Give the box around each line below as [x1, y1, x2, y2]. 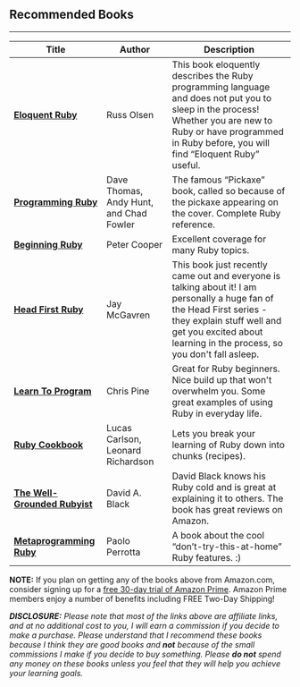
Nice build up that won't [171, 373, 272, 386]
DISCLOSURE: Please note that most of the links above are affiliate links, [9, 610, 279, 621]
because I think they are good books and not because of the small [9, 639, 255, 649]
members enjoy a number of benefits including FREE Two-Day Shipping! [9, 593, 275, 604]
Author [119, 43, 150, 55]
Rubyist [59, 497, 93, 510]
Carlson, [106, 433, 142, 445]
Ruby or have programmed [171, 125, 284, 138]
